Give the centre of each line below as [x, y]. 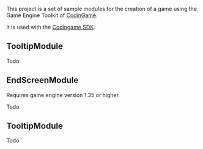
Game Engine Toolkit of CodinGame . [52, 15]
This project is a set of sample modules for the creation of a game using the [102, 9]
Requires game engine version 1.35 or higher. [63, 95]
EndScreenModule [42, 80]
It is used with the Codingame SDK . [51, 27]
